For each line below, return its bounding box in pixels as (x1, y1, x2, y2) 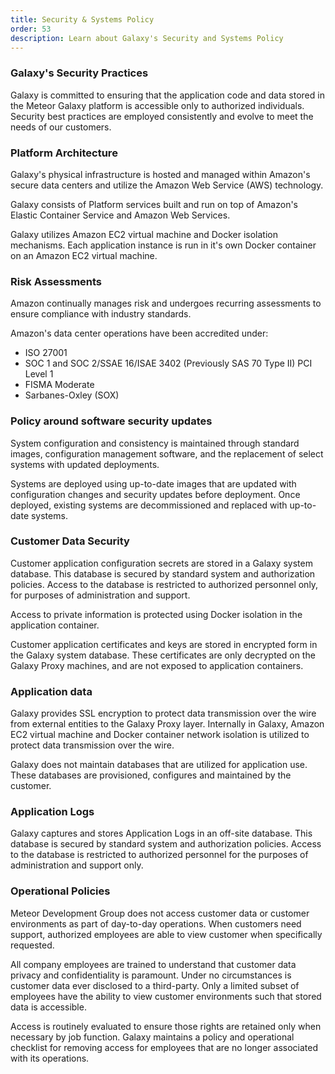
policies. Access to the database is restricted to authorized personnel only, (10, 578, 319, 590)
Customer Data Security (10, 534, 130, 548)
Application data (10, 684, 93, 698)
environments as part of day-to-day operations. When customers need (10, 917, 302, 930)
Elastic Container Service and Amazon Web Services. (10, 209, 231, 221)
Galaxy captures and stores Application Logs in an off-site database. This (10, 827, 313, 840)
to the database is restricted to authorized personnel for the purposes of (10, 849, 309, 861)
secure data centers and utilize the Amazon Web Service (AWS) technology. (10, 179, 324, 191)
